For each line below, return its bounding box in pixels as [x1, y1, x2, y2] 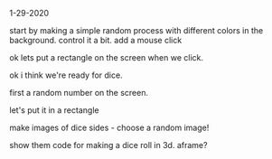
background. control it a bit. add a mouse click [9, 35, 183, 45]
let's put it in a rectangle [9, 105, 99, 116]
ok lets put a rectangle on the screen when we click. [9, 52, 203, 62]
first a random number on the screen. [9, 88, 149, 98]
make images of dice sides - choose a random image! [9, 122, 210, 133]
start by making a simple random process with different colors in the [9, 25, 264, 35]
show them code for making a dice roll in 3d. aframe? [9, 140, 208, 150]
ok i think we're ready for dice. [9, 70, 124, 80]
